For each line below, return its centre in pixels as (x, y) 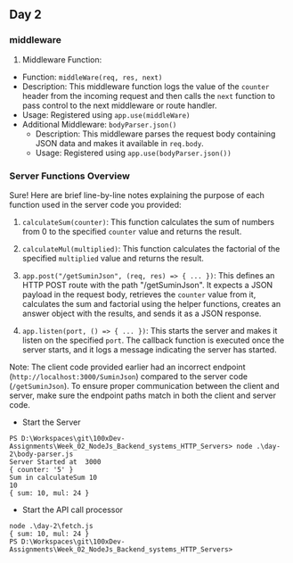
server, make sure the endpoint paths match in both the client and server (142, 395)
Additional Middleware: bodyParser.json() (99, 124)
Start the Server (51, 422)
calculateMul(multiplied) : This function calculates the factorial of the (151, 248)
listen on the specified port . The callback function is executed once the (153, 340)
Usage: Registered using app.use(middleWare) (106, 114)
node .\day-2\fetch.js (51, 526)
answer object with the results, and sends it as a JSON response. (142, 313)
